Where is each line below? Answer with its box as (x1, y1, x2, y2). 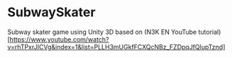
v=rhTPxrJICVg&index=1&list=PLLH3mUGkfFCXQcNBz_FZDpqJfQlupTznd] (7, 42, 226, 51)
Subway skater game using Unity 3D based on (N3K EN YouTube (7, 28, 197, 36)
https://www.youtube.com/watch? (9, 35, 109, 43)
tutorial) (198, 28, 221, 36)
